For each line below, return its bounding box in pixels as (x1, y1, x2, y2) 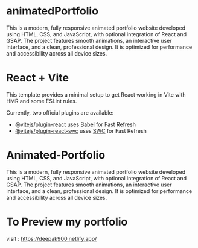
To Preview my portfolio (6, 215, 128, 229)
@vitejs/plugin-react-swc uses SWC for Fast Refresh (14, 127, 147, 134)
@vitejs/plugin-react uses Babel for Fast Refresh (14, 121, 136, 128)
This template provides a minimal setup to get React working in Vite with (6, 91, 186, 98)
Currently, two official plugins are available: (6, 109, 114, 116)
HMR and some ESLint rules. (6, 97, 77, 104)
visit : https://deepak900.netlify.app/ (6, 235, 97, 242)
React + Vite (6, 71, 69, 85)
